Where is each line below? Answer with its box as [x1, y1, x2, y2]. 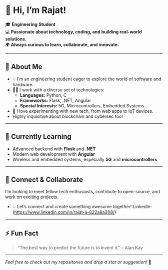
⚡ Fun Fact [5, 229, 38, 238]
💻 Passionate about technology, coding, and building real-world [5, 28, 142, 34]
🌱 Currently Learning [5, 132, 71, 141]
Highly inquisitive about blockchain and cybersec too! [12, 113, 123, 119]
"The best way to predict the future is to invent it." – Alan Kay [17, 245, 143, 251]
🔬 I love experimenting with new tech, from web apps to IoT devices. [12, 108, 153, 114]
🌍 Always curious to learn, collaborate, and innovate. [5, 41, 119, 47]
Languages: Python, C [19, 92, 67, 98]
